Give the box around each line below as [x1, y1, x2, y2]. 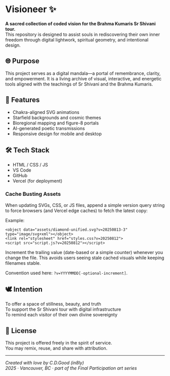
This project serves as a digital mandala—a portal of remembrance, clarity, [5, 70, 161, 76]
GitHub [12, 173, 28, 179]
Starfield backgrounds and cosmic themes [12, 114, 101, 120]
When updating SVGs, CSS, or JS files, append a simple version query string [5, 202, 165, 208]
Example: [5, 217, 25, 223]
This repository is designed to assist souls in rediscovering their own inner [5, 31, 160, 37]
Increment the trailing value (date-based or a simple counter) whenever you [5, 249, 163, 255]
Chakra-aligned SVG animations [12, 109, 79, 115]
